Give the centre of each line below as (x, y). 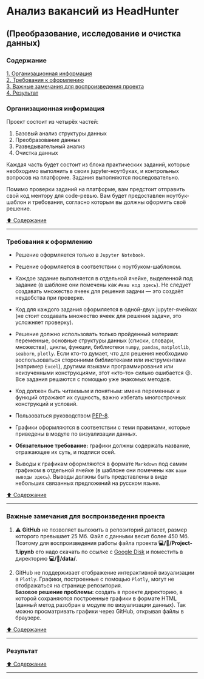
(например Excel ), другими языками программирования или (94, 367)
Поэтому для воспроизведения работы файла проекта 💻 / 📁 (92, 543)
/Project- (181, 543)
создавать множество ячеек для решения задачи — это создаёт (99, 291)
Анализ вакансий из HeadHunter (93, 11)
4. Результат (22, 93)
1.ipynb (25, 552)
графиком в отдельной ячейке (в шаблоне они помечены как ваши (101, 470)
